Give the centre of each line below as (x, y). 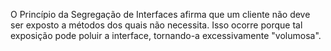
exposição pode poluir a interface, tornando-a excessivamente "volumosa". (166, 35)
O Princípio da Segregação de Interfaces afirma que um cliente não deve (160, 14)
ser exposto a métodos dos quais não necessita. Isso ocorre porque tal (156, 25)
